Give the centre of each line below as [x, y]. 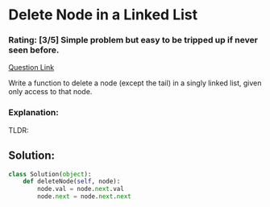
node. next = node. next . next [84, 197]
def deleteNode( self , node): [72, 182]
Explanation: [33, 113]
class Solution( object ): [50, 174]
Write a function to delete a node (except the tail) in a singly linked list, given [135, 83]
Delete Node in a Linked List [103, 15]
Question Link [31, 68]
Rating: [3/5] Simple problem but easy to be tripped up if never [133, 40]
